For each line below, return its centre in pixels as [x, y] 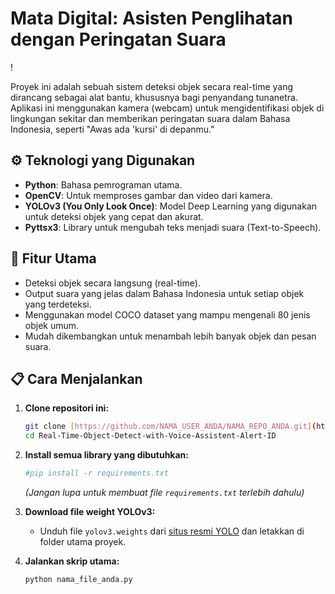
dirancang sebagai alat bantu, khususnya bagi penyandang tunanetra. [154, 97]
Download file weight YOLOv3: [90, 511]
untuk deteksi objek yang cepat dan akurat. [114, 216]
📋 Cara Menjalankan [76, 378]
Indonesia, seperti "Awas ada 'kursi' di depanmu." [112, 129]
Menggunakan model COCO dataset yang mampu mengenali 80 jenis [167, 314]
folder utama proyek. [83, 541]
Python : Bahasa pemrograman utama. [103, 184]
